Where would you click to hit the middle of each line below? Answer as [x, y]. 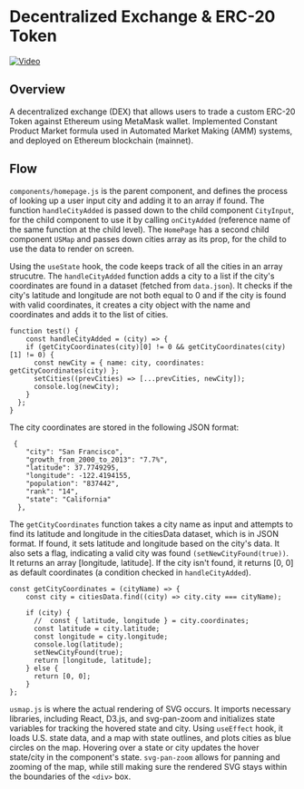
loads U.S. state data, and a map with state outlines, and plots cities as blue [151, 737]
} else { [42, 668]
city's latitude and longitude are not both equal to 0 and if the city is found [148, 295]
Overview [38, 89]
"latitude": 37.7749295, [73, 468]
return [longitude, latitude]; [93, 660]
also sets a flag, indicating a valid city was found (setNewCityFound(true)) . [149, 553]
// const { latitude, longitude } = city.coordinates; [141, 620]
